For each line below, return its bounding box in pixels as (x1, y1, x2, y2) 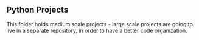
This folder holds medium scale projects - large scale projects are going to (6, 20, 194, 27)
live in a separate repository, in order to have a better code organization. (6, 27, 187, 34)
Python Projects (6, 5, 69, 15)
